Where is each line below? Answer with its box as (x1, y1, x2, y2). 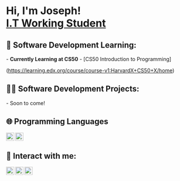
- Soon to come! (6, 99, 45, 106)
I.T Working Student (6, 16, 106, 30)
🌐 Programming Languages (6, 116, 108, 127)
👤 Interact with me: (6, 151, 77, 161)
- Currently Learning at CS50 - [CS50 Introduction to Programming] (6, 56, 172, 62)
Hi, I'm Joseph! (6, 4, 81, 18)
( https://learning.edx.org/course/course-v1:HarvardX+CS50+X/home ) (6, 67, 175, 74)
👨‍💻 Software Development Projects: (6, 84, 140, 94)
